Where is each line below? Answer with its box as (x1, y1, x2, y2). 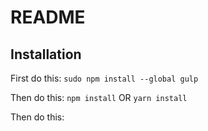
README (10, 6, 86, 29)
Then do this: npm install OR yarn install (10, 92, 188, 103)
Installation (10, 46, 82, 63)
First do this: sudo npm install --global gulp (10, 72, 199, 84)
